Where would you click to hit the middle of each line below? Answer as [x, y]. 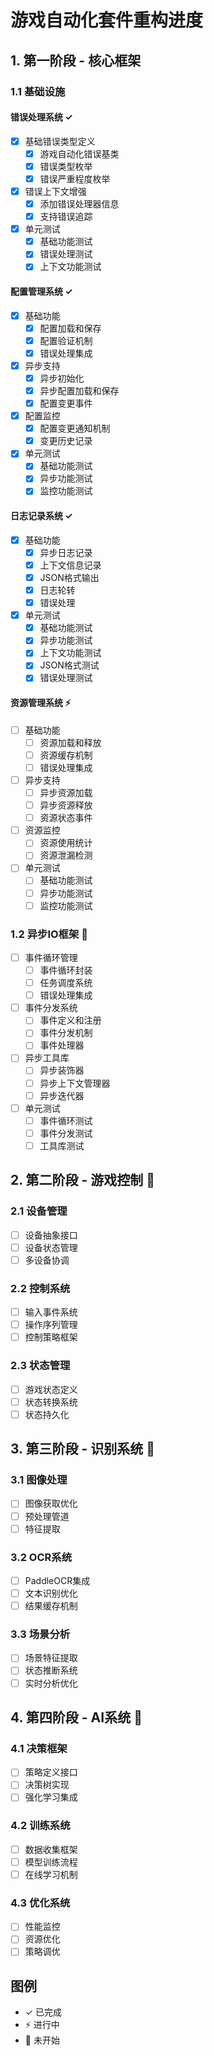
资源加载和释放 [70, 742]
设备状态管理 [51, 1247]
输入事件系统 [51, 1312]
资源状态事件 [66, 818]
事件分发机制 [66, 1033]
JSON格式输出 [69, 577]
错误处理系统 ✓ [41, 117]
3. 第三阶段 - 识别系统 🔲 [82, 1449]
